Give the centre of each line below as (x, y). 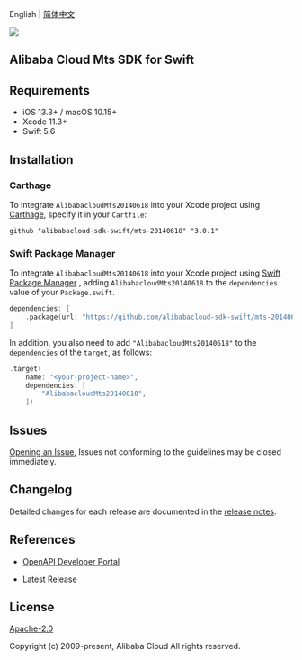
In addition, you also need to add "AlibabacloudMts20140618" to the (133, 342)
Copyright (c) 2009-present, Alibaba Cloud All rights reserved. (125, 646)
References (42, 540)
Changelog (41, 490)
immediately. (33, 461)
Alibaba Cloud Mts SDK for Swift (102, 60)
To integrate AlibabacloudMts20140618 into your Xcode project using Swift (145, 273)
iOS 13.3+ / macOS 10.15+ (70, 113)
